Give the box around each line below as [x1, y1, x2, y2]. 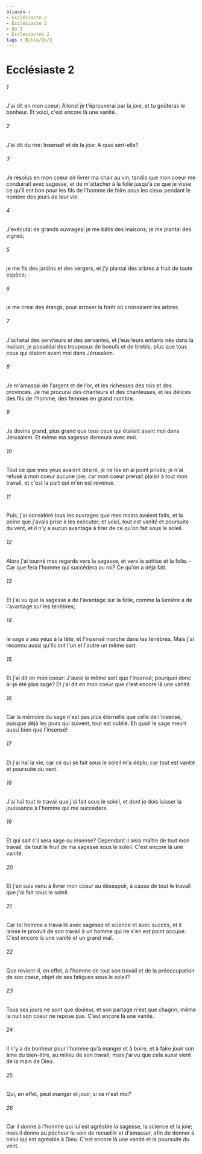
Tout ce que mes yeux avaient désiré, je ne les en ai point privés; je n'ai [6, 467, 184, 474]
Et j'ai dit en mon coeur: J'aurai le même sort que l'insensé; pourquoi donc [6, 674, 192, 681]
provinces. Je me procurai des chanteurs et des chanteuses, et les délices [6, 388, 191, 395]
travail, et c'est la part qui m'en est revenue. [6, 479, 116, 487]
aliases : [6, 8, 31, 15]
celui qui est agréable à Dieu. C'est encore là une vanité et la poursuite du [6, 1136, 190, 1143]
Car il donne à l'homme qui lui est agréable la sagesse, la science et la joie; [6, 1123, 193, 1130]
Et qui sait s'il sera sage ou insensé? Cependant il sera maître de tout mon [6, 837, 190, 844]
